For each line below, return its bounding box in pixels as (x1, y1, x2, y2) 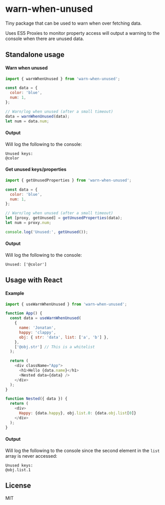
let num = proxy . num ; (5, 220, 52, 226)
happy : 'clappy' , (18, 330, 56, 335)
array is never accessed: (5, 453, 57, 459)
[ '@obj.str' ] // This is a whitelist (14, 344, 95, 349)
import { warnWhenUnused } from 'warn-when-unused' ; (5, 76, 120, 81)
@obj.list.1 (5, 467, 31, 473)
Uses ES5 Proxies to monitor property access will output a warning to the (5, 30, 160, 36)
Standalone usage (5, 50, 65, 59)
